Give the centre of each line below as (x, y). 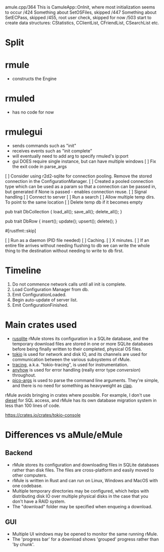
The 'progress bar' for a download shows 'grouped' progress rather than (85, 539)
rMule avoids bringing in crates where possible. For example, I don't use (78, 395)
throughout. (24, 375)
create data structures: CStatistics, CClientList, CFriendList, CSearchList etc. (82, 23)
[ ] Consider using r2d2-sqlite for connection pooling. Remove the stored (79, 176)
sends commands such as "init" (44, 145)
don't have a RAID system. (39, 501)
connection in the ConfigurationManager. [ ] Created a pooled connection (79, 181)
